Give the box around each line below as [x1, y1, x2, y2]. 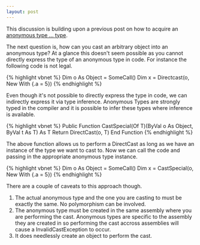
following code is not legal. [6, 62, 73, 69]
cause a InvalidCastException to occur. [14, 225, 111, 233]
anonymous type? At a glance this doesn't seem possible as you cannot [6, 49, 184, 57]
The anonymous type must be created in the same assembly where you [14, 207, 192, 214]
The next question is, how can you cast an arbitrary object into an [6, 43, 168, 50]
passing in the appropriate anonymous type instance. [6, 153, 138, 160]
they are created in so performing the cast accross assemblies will [14, 219, 179, 226]
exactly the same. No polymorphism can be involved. [14, 200, 146, 207]
